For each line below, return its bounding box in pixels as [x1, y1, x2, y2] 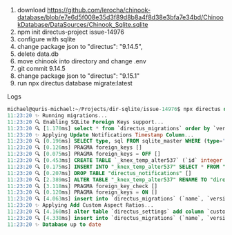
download [17, 6, 46, 14]
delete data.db [17, 50, 59, 58]
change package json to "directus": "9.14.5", [17, 43, 143, 50]
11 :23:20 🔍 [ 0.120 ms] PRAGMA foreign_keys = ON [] [7, 189, 157, 196]
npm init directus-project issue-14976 [17, 28, 124, 36]
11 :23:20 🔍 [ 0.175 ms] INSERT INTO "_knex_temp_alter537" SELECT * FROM [7, 163, 220, 170]
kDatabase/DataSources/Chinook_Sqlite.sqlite [17, 21, 148, 28]
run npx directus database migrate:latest [17, 79, 133, 87]
